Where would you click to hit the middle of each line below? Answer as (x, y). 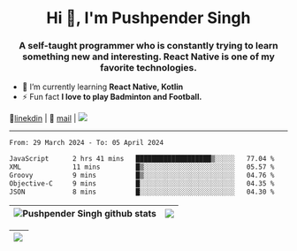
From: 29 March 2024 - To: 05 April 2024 (87, 143)
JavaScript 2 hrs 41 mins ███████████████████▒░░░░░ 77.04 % (142, 159)
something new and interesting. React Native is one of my (148, 57)
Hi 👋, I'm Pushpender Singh (148, 18)
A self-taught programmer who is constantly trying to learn (148, 46)
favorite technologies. (148, 68)
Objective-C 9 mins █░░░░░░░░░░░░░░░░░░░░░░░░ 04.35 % (142, 183)
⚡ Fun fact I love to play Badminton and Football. (112, 97)
